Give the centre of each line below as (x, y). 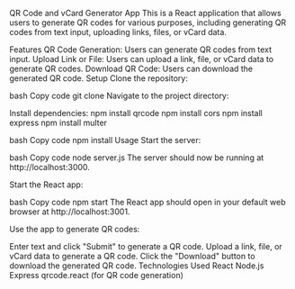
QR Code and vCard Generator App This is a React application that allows (145, 13)
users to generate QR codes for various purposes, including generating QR (148, 23)
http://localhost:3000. (49, 167)
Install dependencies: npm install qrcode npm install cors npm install (136, 113)
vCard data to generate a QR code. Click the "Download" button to (132, 256)
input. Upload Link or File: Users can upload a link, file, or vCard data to (142, 59)
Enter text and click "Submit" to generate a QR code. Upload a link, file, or (146, 246)
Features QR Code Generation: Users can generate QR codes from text (141, 50)
